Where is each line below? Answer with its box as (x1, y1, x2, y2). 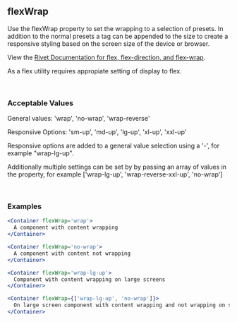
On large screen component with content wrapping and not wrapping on (13, 302, 226, 309)
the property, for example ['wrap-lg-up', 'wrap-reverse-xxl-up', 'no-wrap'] (7, 170, 224, 179)
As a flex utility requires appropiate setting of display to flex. (7, 66, 182, 75)
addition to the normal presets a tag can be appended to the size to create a (7, 32, 229, 40)
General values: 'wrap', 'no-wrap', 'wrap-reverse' (7, 114, 150, 123)
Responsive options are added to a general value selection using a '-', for (7, 141, 220, 150)
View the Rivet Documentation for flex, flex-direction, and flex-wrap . (7, 53, 206, 61)
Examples (7, 201, 42, 211)
